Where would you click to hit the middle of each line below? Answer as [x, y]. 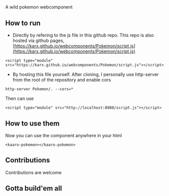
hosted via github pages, [38, 41]
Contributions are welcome [33, 172]
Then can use [19, 99]
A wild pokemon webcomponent [39, 7]
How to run [23, 23]
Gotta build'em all [34, 189]
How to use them [32, 123]
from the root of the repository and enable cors [62, 80]
